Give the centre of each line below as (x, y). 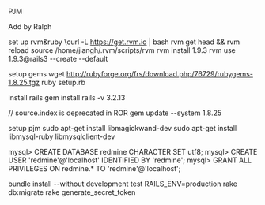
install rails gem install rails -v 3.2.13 (67, 97)
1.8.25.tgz (24, 82)
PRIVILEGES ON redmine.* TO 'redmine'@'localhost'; (95, 168)
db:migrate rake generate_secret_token (72, 192)
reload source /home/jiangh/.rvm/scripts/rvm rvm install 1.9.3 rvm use (122, 50)
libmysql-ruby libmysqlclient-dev (62, 136)
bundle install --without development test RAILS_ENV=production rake (123, 184)
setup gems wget (36, 74)
